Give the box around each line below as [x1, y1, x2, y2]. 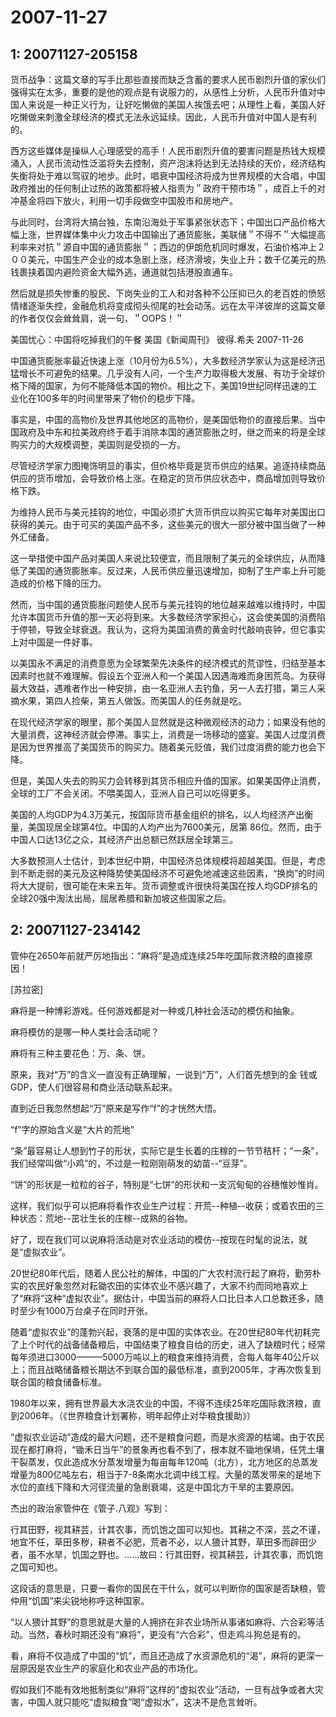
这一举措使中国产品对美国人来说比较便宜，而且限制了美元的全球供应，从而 [10, 552, 317, 564]
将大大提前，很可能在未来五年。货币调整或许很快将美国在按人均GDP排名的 [10, 880, 318, 891]
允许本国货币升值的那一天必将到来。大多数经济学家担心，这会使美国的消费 [10, 611, 317, 623]
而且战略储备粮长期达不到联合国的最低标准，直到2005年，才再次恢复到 [27, 1363, 322, 1375]
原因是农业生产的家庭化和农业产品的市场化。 [18, 1662, 203, 1674]
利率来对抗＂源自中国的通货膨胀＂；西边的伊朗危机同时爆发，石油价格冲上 [10, 241, 317, 253]
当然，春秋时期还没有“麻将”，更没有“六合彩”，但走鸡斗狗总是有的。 [27, 1628, 307, 1640]
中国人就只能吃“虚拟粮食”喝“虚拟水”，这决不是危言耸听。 [27, 1696, 263, 1708]
